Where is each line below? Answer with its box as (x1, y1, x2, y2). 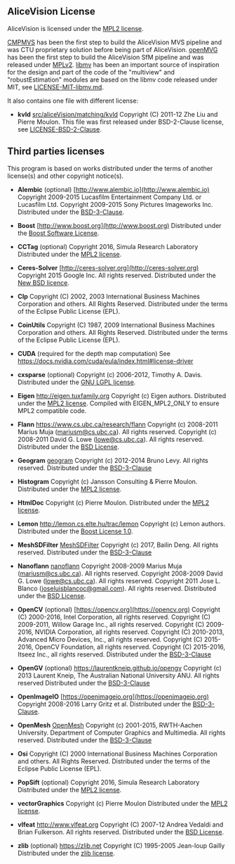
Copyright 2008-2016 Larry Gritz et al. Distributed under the (17, 699, 192, 708)
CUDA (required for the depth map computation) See (17, 349, 170, 357)
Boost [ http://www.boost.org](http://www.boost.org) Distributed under (17, 221, 222, 229)
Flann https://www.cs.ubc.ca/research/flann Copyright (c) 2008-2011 (17, 420, 218, 428)
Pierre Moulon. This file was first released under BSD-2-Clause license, (17, 117, 224, 126)
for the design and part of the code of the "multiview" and (7, 68, 175, 76)
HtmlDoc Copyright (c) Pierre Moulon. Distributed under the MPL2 (17, 498, 210, 507)
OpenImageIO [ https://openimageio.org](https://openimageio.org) (17, 692, 209, 701)
